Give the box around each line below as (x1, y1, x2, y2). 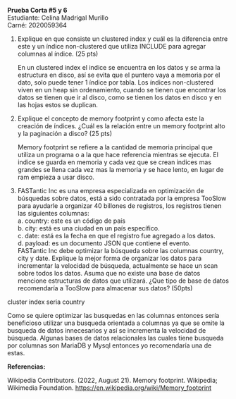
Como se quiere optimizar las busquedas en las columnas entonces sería (7, 312, 220, 319)
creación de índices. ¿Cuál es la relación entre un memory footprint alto (17, 122, 225, 130)
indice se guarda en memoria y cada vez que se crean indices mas (17, 158, 212, 166)
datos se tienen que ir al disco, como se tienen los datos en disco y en (17, 93, 222, 102)
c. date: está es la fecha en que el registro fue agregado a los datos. (17, 232, 216, 240)
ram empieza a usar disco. (17, 173, 95, 181)
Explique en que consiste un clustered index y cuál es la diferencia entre (17, 35, 228, 43)
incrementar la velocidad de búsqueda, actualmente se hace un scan (17, 262, 218, 270)
